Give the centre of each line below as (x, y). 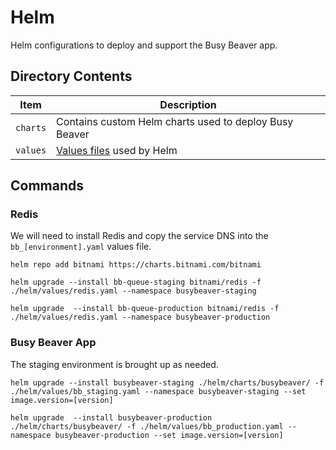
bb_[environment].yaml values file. (81, 247)
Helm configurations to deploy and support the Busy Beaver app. (144, 45)
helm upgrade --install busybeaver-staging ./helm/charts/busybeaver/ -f (167, 382)
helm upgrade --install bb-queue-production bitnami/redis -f (145, 309)
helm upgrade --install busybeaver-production (111, 417)
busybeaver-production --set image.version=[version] (169, 435)
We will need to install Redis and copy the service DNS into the (139, 236)
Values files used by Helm (117, 150)
